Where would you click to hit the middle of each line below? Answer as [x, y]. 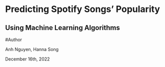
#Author [14, 39]
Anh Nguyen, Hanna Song [32, 49]
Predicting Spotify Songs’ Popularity [82, 9]
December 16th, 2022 [27, 59]
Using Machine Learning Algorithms [62, 28]
